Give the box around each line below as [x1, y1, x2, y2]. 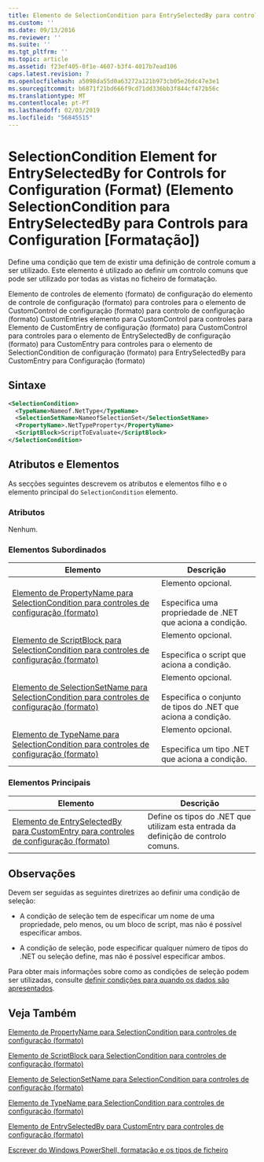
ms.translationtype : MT [8, 92, 86, 100]
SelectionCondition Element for [8, 148, 218, 166]
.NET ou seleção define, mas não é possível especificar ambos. [19, 952, 225, 962]
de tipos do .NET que [160, 701, 240, 712]
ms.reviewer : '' [8, 33, 61, 42]
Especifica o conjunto [160, 692, 241, 703]
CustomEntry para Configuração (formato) [8, 355, 145, 366]
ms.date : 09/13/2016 [8, 26, 76, 34]
